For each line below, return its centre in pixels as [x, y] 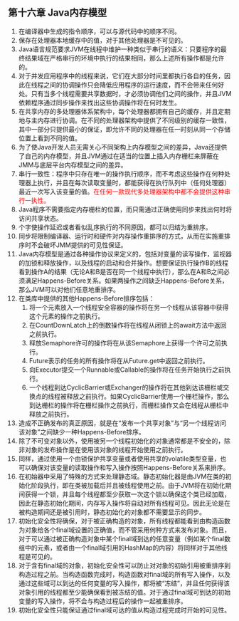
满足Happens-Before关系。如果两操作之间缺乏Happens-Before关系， [126, 281]
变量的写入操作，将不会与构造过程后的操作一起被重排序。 [102, 601]
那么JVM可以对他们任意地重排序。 [69, 289]
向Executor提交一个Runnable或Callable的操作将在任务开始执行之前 [127, 370]
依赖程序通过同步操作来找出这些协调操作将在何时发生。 [99, 103]
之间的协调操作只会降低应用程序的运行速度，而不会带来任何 [131, 85]
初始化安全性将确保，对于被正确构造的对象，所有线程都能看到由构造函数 [124, 521]
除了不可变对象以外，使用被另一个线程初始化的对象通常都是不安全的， [121, 441]
